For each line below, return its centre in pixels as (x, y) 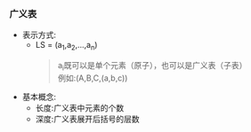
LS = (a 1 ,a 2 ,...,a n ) (66, 46)
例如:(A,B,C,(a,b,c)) (93, 78)
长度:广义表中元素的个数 (80, 107)
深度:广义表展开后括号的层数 (87, 119)
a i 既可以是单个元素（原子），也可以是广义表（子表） (152, 66)
